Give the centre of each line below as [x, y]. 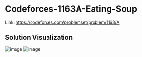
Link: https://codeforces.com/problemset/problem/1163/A [62, 22]
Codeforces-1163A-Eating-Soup [71, 9]
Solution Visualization [39, 37]
